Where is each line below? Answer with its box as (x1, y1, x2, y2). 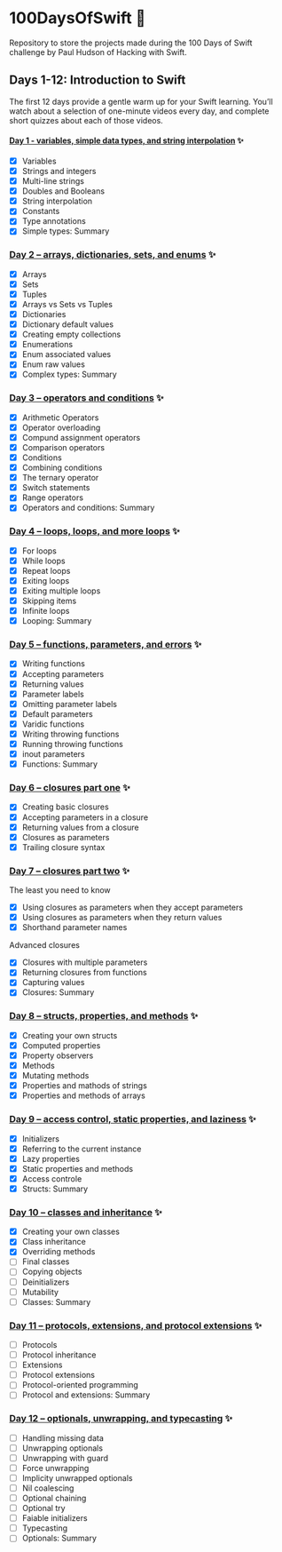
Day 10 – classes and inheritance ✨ (9, 1206, 162, 1218)
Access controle (21, 1173, 82, 1184)
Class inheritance (21, 1237, 86, 1247)
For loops (21, 545, 58, 556)
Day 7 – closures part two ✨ (9, 864, 130, 877)
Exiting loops (21, 575, 70, 585)
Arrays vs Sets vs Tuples (21, 298, 114, 309)
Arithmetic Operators (21, 412, 99, 423)
